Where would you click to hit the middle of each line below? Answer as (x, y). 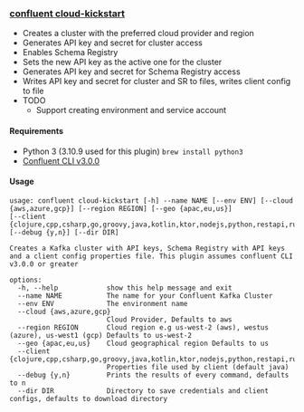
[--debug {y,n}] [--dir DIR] (64, 232)
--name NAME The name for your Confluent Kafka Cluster (145, 296)
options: (26, 280)
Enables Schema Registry (70, 53)
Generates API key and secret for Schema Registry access (132, 72)
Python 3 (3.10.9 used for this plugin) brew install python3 (133, 151)
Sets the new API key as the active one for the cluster (122, 62)
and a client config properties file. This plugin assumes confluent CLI (152, 256)
